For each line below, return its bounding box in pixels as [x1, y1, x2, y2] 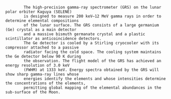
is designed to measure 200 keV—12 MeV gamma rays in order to [24, 14, 161, 19]
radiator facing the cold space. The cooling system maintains [24, 49, 161, 55]
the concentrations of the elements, [5, 81, 86, 86]
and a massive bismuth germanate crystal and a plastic [24, 32, 145, 37]
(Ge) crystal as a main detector [5, 27, 77, 32]
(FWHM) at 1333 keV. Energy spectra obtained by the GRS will [24, 67, 159, 72]
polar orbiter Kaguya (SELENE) [5, 9, 72, 14]
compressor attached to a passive [5, 45, 79, 50]
